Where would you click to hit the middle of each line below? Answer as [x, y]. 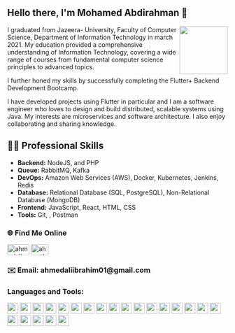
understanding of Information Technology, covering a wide [92, 52]
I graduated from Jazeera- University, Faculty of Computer [92, 29]
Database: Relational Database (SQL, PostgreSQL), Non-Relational [113, 192]
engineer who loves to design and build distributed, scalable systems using [115, 108]
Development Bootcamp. [43, 87]
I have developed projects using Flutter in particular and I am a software [111, 101]
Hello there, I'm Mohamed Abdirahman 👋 [97, 13]
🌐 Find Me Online [37, 233]
